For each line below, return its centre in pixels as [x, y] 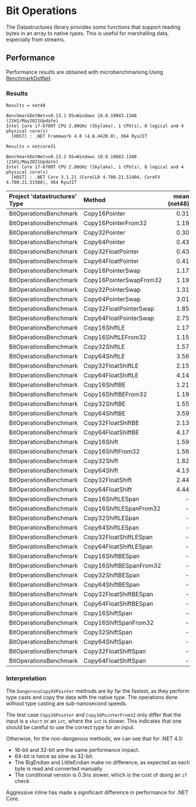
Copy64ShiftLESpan [111, 528]
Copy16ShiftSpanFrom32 [119, 623]
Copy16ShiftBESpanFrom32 [123, 566]
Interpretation [26, 678]
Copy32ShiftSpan [108, 632]
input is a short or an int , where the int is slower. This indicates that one [94, 721]
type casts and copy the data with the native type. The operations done [92, 697]
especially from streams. [36, 39]
